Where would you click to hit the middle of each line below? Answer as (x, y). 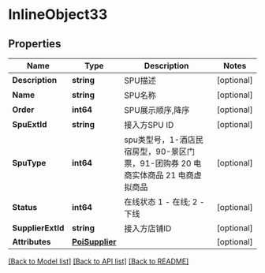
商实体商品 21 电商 (159, 175)
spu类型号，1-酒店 (160, 140)
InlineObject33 (58, 15)
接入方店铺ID (148, 228)
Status (25, 207)
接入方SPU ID (149, 125)
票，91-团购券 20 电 (163, 163)
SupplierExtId (38, 228)
